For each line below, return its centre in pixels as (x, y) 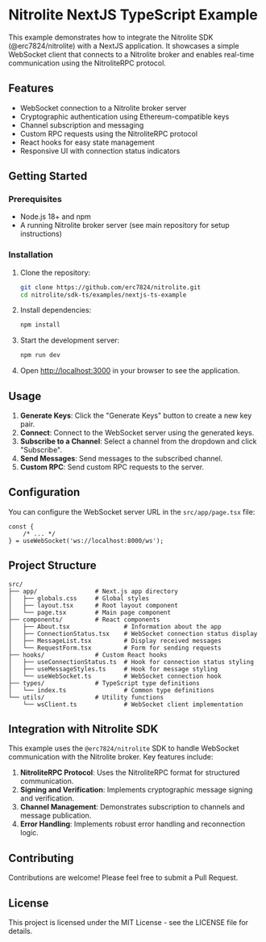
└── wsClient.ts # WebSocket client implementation (133, 704)
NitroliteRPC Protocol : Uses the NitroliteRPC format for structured (130, 772)
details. (21, 931)
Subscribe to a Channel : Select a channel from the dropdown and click (138, 441)
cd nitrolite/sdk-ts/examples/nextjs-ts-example (103, 295)
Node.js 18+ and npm (55, 217)
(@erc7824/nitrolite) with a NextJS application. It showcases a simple (124, 45)
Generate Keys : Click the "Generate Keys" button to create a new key (136, 416)
